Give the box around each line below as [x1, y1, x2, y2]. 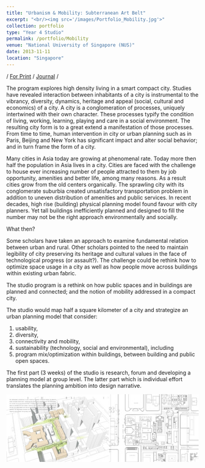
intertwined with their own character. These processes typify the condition [6, 110, 194, 117]
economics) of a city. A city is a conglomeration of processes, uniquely [6, 104, 185, 111]
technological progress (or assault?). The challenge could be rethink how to [6, 256, 196, 264]
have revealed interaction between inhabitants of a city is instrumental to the [6, 91, 199, 98]
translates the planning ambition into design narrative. [6, 382, 142, 389]
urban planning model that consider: [6, 313, 98, 320]
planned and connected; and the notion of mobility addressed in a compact [6, 288, 196, 295]
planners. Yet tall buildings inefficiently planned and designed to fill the [6, 207, 184, 214]
